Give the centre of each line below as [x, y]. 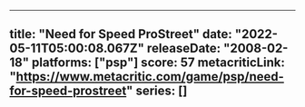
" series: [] [157, 91]
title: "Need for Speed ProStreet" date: [121, 34]
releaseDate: [184, 49]
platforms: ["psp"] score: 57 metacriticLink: [158, 63]
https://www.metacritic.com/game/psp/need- [150, 77]
